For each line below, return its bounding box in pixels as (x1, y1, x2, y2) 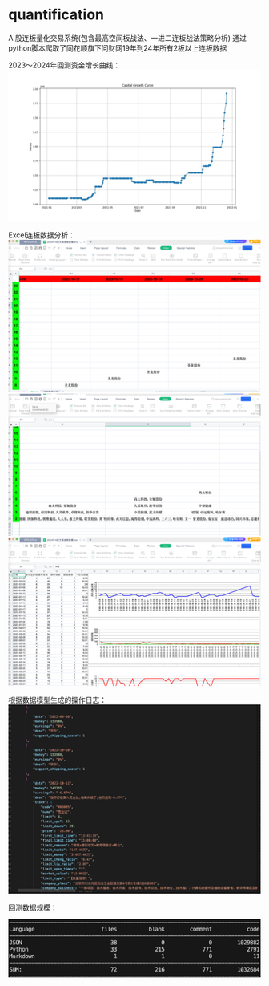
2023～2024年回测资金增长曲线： (8, 60, 121, 70)
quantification (8, 6, 105, 24)
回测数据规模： (8, 903, 58, 912)
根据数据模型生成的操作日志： (8, 695, 106, 704)
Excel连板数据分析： (8, 230, 76, 240)
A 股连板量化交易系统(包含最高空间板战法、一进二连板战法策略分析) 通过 (8, 33, 247, 43)
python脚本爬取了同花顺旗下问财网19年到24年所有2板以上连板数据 (8, 43, 227, 53)
